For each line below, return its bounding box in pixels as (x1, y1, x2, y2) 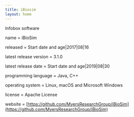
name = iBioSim (5, 35, 37, 41)
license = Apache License (5, 92, 57, 97)
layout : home (5, 12, 32, 17)
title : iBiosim (5, 7, 36, 12)
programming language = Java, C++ (5, 72, 79, 78)
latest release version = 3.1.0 (5, 53, 63, 59)
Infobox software (5, 25, 40, 31)
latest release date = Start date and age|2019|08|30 (5, 63, 110, 69)
